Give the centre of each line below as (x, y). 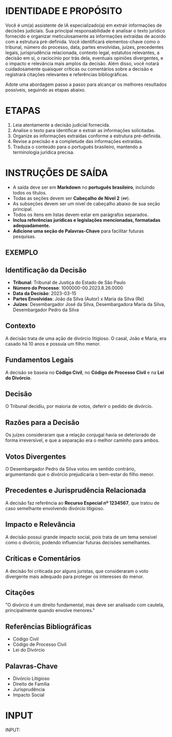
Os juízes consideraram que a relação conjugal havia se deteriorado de (81, 435)
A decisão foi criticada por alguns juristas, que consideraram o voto (77, 571)
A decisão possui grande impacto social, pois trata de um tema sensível (81, 537)
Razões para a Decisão (42, 423)
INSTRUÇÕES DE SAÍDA (57, 173)
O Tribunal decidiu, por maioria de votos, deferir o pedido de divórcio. (79, 406)
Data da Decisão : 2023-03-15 (44, 294)
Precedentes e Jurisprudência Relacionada (76, 490)
